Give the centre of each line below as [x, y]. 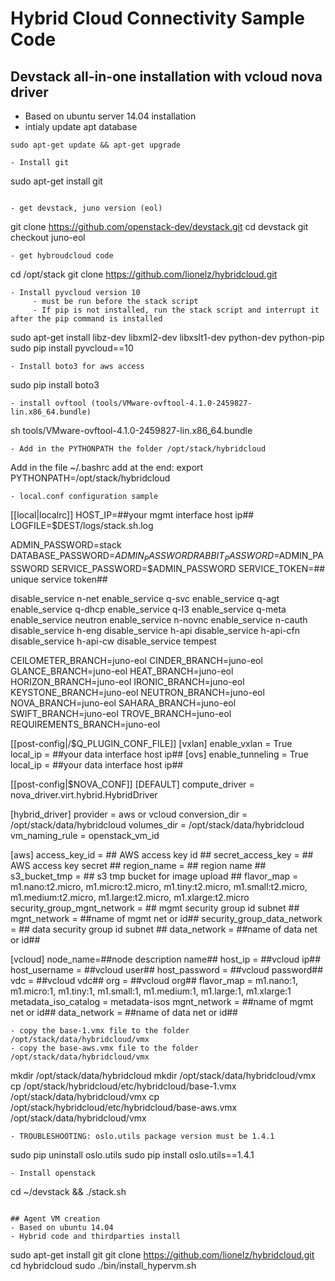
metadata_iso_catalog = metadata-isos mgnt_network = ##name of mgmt [162, 1001]
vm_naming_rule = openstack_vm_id [85, 835]
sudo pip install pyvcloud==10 [72, 348]
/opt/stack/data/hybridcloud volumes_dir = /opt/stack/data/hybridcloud [157, 824]
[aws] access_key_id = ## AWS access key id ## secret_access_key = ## [162, 854]
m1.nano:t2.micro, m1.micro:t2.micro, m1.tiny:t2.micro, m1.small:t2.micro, [159, 886]
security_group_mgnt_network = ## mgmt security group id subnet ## [155, 908]
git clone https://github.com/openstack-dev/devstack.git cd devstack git [159, 226]
